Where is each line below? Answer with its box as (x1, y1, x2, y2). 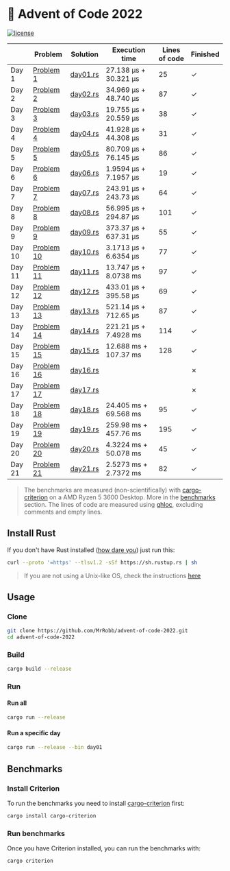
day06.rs (70, 168, 99, 178)
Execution (112, 45, 146, 54)
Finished (190, 49, 220, 59)
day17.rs (70, 385, 99, 394)
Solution (71, 49, 99, 59)
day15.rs (70, 346, 99, 355)
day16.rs (70, 365, 99, 374)
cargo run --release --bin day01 (7, 744, 103, 751)
